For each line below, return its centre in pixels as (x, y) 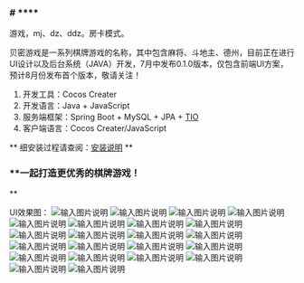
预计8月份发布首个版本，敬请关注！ (76, 75)
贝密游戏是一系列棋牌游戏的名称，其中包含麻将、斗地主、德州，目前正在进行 (152, 52)
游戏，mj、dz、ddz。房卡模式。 (69, 33)
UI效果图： (29, 212)
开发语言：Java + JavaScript (76, 106)
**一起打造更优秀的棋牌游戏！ (75, 174)
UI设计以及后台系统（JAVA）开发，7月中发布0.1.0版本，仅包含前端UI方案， (149, 64)
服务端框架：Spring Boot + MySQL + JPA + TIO (110, 117)
